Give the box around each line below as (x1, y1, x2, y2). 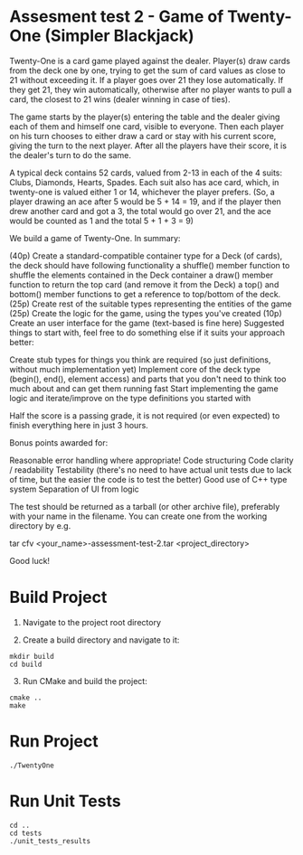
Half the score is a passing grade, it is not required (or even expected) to (9, 409, 280, 421)
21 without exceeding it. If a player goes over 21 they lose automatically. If (9, 74, 284, 85)
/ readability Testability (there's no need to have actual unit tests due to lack (9, 464, 292, 475)
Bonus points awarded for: (9, 437, 109, 448)
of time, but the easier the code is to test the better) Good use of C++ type (9, 474, 288, 484)
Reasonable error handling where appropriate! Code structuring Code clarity (9, 455, 294, 465)
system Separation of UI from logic (9, 484, 140, 494)
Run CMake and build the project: (22, 675, 147, 686)
